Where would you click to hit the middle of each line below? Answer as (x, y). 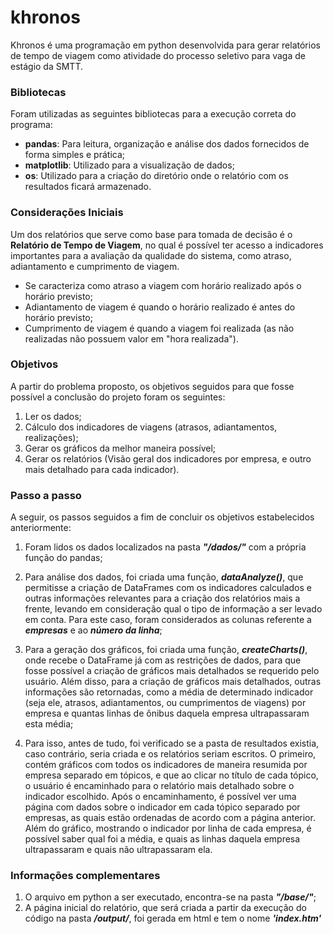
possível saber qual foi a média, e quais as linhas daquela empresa (162, 839)
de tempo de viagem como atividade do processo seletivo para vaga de (158, 55)
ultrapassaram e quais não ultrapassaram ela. (118, 850)
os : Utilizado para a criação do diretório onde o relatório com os (156, 176)
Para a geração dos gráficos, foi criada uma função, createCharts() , (166, 650)
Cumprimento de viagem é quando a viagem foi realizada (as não (159, 328)
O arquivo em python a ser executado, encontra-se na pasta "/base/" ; (170, 897)
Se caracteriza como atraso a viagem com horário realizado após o (163, 285)
